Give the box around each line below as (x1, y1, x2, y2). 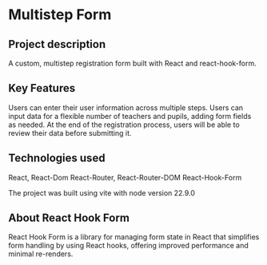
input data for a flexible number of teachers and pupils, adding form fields (8, 111, 252, 121)
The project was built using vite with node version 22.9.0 (8, 188, 196, 197)
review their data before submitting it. (8, 128, 132, 137)
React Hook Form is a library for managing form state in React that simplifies (8, 232, 260, 242)
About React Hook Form (8, 212, 130, 225)
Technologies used (8, 152, 106, 165)
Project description (8, 38, 106, 51)
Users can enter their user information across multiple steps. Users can (8, 102, 244, 113)
